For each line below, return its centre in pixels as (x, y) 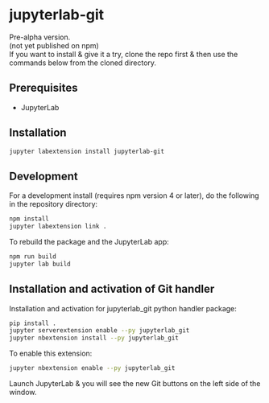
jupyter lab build (40, 264)
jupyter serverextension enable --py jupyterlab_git (99, 331)
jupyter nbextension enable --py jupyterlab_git (92, 368)
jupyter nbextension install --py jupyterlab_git (94, 338)
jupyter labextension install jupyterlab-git (87, 151)
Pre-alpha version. (40, 37)
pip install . (33, 323)
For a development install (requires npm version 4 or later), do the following (134, 195)
